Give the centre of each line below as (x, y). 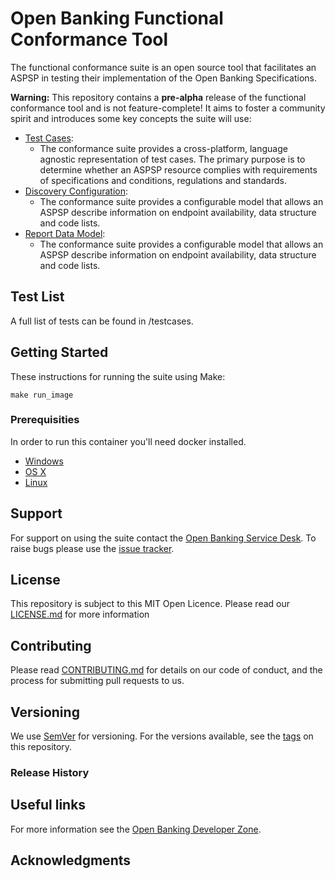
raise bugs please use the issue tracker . (92, 548)
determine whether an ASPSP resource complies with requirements (178, 169)
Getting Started (59, 352)
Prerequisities (45, 420)
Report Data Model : (65, 233)
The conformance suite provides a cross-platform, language (163, 148)
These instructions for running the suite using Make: (118, 376)
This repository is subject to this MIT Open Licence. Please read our (150, 604)
